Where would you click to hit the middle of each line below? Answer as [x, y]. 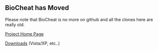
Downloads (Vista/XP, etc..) [32, 43]
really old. [15, 25]
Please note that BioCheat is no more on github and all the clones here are [79, 19]
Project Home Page [24, 34]
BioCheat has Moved [37, 8]
